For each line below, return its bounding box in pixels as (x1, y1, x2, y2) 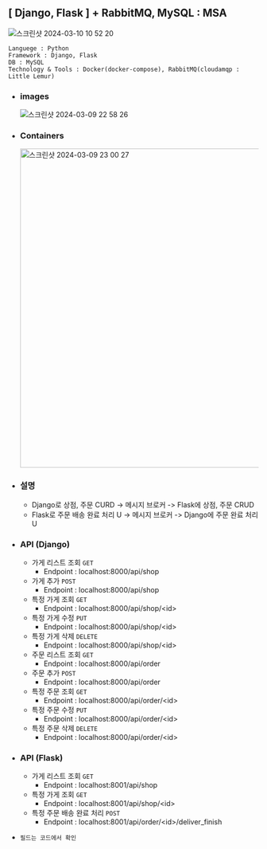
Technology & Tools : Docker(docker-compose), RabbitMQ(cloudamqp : (8, 65, 240, 73)
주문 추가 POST (31, 668, 76, 678)
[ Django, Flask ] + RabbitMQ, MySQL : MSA (8, 6, 227, 20)
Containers (19, 131, 64, 142)
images (19, 91, 49, 102)
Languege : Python (8, 44, 69, 53)
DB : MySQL (8, 58, 44, 66)
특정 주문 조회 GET (31, 687, 87, 696)
